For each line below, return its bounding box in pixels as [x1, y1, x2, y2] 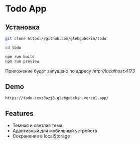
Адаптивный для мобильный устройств [12, 128, 97, 134]
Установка [5, 23, 40, 31]
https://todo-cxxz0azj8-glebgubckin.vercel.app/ [5, 95, 109, 100]
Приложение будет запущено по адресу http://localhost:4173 [5, 68, 135, 74]
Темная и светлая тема [12, 122, 63, 128]
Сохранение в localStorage [12, 133, 70, 139]
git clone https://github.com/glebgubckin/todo [5, 36, 107, 41]
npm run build [5, 54, 35, 59]
